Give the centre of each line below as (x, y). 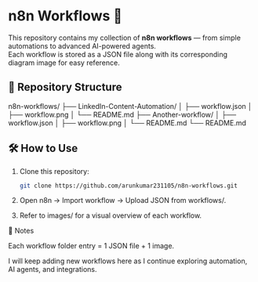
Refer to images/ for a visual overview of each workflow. (111, 215)
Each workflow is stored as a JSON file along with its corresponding (118, 54)
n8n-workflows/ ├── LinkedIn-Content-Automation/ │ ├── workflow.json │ (130, 106)
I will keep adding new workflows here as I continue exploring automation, (128, 261)
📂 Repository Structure (65, 87)
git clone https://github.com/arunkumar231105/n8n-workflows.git (128, 186)
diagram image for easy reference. (64, 63)
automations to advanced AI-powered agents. (82, 45)
